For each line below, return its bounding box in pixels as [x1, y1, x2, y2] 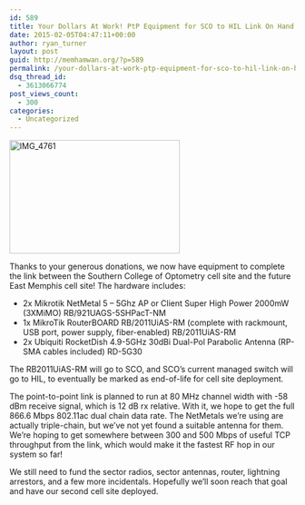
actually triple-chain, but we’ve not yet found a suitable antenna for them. [9, 420, 284, 431]
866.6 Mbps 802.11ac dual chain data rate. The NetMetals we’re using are [9, 411, 284, 421]
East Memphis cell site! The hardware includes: [9, 281, 186, 292]
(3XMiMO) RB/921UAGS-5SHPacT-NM [22, 308, 166, 319]
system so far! [9, 449, 64, 460]
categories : [9, 106, 54, 115]
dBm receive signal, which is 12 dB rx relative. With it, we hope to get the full [9, 401, 295, 411]
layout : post [9, 47, 59, 56]
